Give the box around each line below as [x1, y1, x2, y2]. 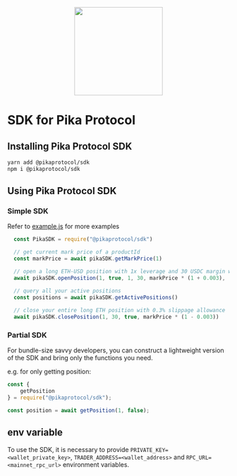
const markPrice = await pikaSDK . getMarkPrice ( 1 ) [13, 255, 162, 263]
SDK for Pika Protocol [7, 112, 136, 129]
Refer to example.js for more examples [7, 222, 120, 231]
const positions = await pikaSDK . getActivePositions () [13, 294, 178, 301]
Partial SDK [7, 331, 47, 340]
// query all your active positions [13, 287, 121, 294]
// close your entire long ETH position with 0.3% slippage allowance [13, 307, 226, 314]
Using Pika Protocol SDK [7, 185, 117, 197]
